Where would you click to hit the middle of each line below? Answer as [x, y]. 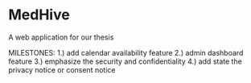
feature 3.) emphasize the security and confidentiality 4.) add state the [125, 61]
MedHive [39, 15]
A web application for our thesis [61, 37]
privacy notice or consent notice [62, 69]
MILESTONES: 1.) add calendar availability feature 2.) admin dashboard [126, 52]
